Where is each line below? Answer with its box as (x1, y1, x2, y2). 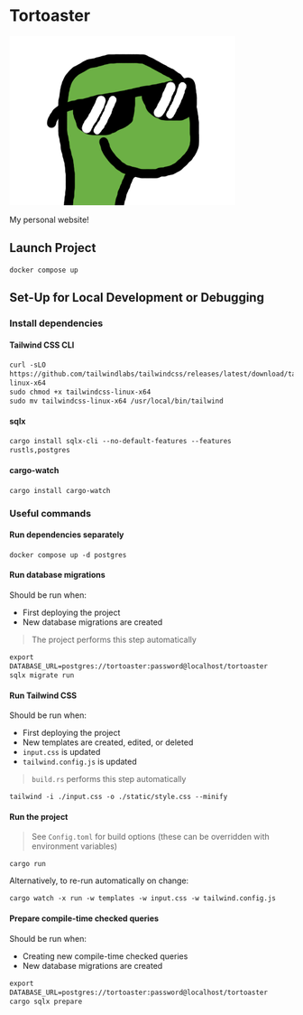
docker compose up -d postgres (9, 550, 127, 560)
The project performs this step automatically (31, 634, 197, 645)
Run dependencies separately (9, 529, 124, 540)
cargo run (9, 860, 47, 869)
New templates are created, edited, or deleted (22, 737, 194, 748)
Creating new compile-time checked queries (22, 950, 188, 962)
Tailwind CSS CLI (9, 340, 75, 350)
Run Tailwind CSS (9, 690, 78, 701)
